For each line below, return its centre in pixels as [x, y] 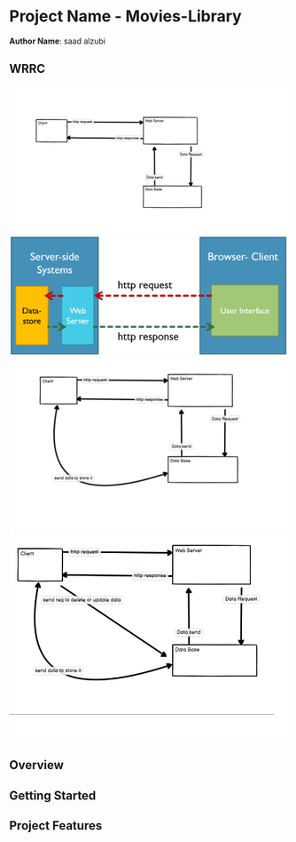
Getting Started [53, 795]
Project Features [56, 826]
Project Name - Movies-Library [125, 16]
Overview [37, 765]
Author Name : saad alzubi [58, 41]
